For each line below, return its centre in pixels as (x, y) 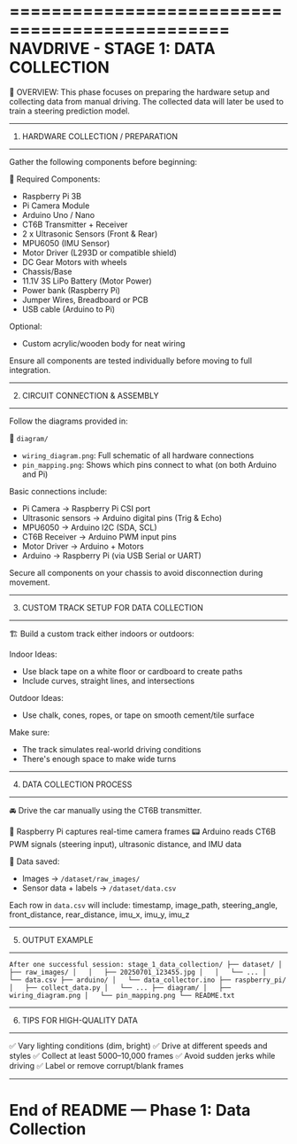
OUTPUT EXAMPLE (57, 939)
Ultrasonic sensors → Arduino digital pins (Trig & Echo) (122, 518)
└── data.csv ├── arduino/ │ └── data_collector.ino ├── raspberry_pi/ (148, 980)
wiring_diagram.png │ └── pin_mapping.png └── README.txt (122, 995)
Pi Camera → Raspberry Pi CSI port (86, 508)
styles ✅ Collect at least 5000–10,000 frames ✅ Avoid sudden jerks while (142, 1055)
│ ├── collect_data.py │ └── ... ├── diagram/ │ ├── (120, 988)
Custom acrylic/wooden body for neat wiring (103, 343)
